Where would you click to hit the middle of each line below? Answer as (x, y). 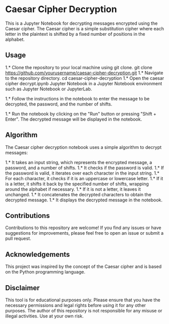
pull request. (18, 239)
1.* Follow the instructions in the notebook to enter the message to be (77, 98)
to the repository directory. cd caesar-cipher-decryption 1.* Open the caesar (85, 78)
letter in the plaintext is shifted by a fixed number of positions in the (75, 34)
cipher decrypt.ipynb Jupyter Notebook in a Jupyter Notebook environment (84, 83)
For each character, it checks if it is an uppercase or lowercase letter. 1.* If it (84, 178)
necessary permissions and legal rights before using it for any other (76, 305)
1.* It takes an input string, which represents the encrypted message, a (79, 162)
